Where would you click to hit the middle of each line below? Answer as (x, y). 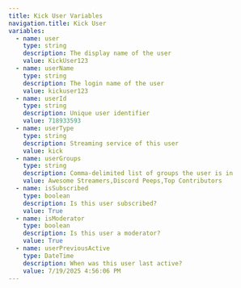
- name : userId (41, 98)
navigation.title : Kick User (57, 23)
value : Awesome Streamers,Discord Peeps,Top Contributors (123, 181)
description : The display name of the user (97, 53)
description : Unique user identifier (87, 114)
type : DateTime (49, 256)
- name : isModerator (50, 219)
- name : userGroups (49, 158)
